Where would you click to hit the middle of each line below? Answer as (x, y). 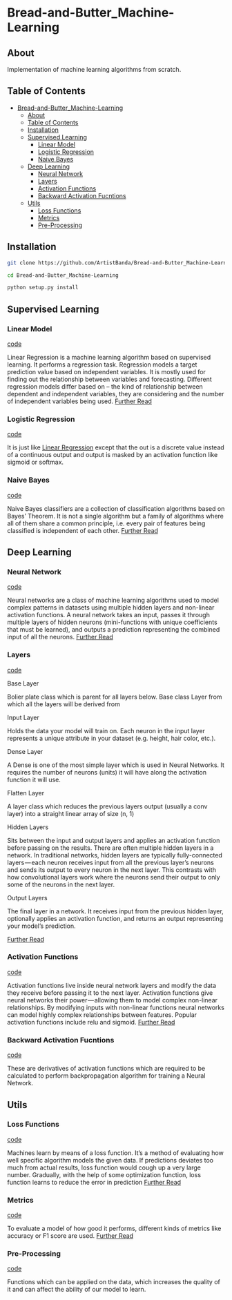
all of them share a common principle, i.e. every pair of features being (106, 523)
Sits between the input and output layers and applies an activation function (114, 840)
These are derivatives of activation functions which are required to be (106, 1069)
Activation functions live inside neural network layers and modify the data (112, 985)
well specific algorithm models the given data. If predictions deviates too (110, 1160)
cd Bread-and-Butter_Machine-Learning (63, 275)
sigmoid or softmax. (36, 462)
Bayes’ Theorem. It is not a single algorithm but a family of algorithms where (116, 516)
